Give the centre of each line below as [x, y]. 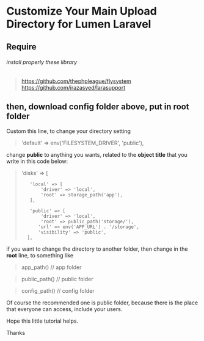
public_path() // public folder [57, 279]
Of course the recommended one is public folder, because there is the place [102, 303]
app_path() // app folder [51, 267]
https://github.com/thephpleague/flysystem [76, 81]
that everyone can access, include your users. [64, 309]
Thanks [16, 332]
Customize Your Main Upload [82, 11]
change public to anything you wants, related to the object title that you [97, 154]
